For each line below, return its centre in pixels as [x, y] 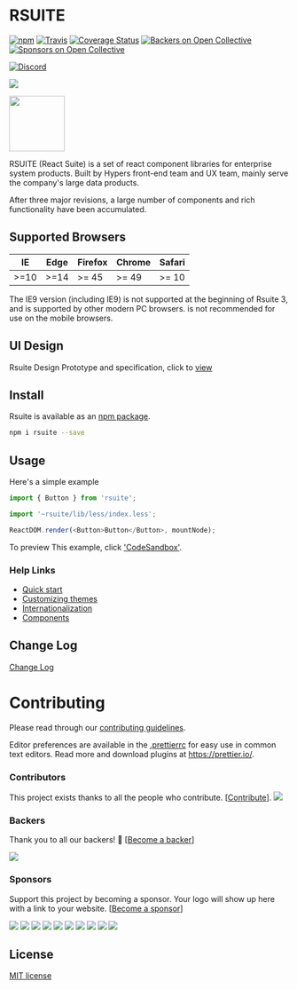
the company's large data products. [74, 182]
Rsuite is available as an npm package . [80, 416]
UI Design [36, 346]
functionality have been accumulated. [78, 209]
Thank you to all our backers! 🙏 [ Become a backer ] [102, 840]
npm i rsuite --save [47, 433]
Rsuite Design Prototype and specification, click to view [111, 367]
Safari [172, 262]
